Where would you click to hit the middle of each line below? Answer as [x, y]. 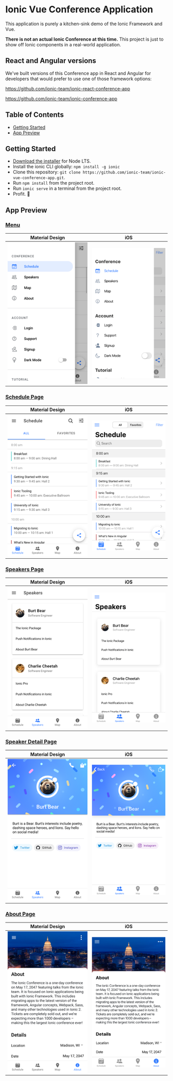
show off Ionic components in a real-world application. [63, 44]
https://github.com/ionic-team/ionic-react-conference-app [68, 88]
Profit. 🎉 [21, 194]
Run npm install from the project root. [54, 183]
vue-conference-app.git [38, 178]
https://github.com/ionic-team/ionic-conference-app [61, 98]
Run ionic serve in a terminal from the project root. [67, 188]
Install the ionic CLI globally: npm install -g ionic [66, 167]
